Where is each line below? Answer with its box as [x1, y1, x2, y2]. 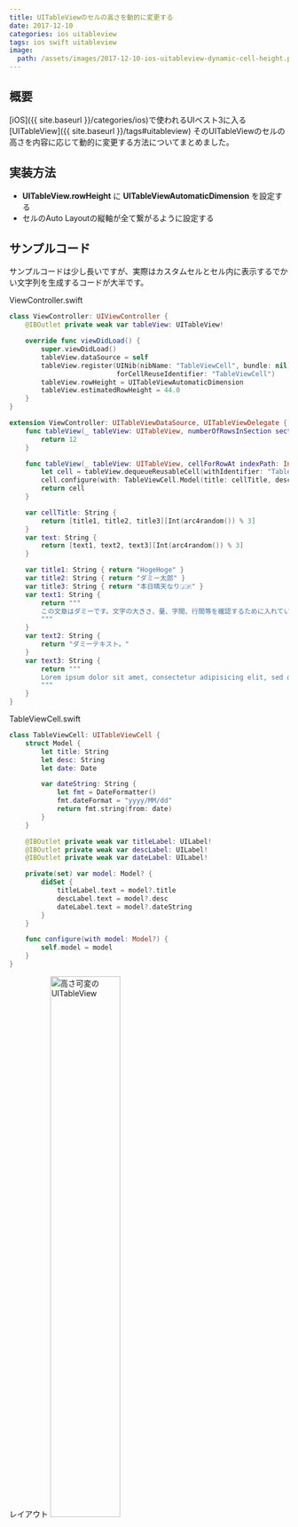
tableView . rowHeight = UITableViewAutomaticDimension [41, 378, 244, 387]
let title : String [41, 747, 109, 756]
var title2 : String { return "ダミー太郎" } [25, 574, 186, 583]
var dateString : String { [41, 780, 137, 789]
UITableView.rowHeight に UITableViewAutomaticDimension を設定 [21, 190, 275, 201]
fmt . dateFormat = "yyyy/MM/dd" [56, 796, 173, 806]
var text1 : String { [25, 590, 101, 599]
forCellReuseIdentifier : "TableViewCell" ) [116, 369, 276, 378]
